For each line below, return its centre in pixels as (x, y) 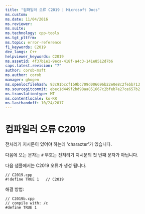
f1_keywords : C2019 (26, 47)
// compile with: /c (27, 203)
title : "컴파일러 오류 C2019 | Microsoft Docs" (53, 10)
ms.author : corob (23, 75)
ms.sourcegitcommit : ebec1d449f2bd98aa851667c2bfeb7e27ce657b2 (73, 89)
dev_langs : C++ (21, 52)
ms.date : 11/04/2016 (27, 19)
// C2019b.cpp (20, 199)
